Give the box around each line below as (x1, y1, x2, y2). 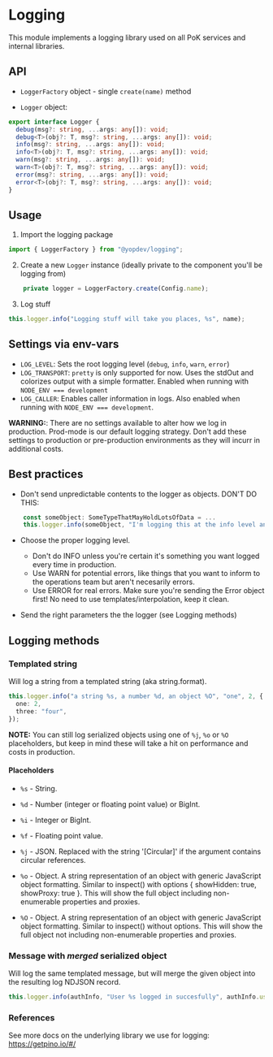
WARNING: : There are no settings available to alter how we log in (8, 418, 227, 427)
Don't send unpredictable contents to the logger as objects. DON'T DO (19, 489, 258, 499)
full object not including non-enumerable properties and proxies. (19, 929, 237, 939)
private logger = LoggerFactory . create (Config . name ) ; (23, 284, 209, 293)
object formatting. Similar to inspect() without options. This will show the (19, 921, 263, 931)
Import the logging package (19, 230, 114, 240)
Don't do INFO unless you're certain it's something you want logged (32, 551, 260, 561)
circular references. (19, 855, 87, 864)
